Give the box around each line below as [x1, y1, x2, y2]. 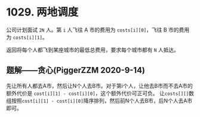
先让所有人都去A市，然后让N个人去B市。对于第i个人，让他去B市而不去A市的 [6, 82, 193, 89]
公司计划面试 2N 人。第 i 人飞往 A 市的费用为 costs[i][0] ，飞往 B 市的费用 [6, 26, 190, 33]
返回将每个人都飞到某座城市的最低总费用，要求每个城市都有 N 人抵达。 [6, 46, 180, 53]
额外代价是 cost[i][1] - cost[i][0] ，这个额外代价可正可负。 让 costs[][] [6, 90, 189, 97]
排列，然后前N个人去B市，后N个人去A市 [93, 97, 193, 104]
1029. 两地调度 [6, 5, 79, 19]
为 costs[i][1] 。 [6, 33, 48, 40]
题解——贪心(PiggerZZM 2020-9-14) [6, 65, 145, 75]
